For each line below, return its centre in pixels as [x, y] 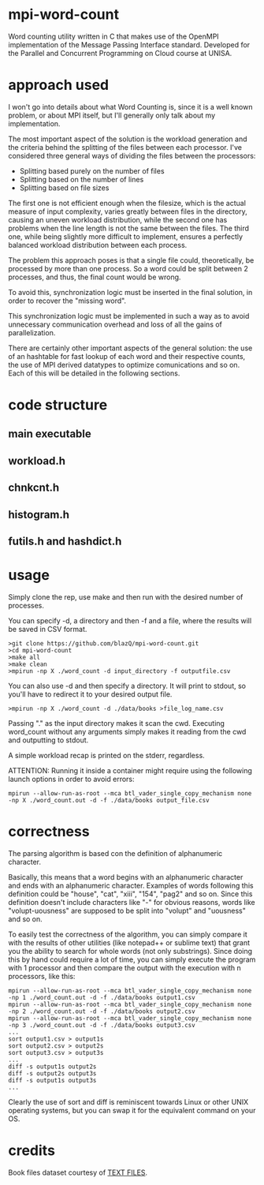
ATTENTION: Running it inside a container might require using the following [130, 770]
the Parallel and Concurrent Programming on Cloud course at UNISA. [120, 53]
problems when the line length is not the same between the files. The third [129, 228]
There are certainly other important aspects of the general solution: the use [130, 348]
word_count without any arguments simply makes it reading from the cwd [127, 731]
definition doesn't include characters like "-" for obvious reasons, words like [132, 902]
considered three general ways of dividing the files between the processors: [132, 155]
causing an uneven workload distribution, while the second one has [118, 219]
